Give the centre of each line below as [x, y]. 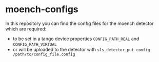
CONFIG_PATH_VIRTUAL [35, 44]
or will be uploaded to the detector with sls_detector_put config [81, 49]
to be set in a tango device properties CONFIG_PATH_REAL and [76, 39]
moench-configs [42, 9]
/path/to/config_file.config [44, 54]
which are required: [26, 28]
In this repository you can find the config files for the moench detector [79, 23]
